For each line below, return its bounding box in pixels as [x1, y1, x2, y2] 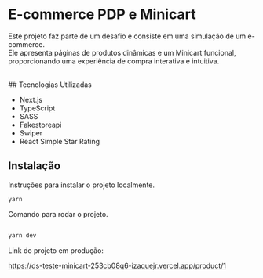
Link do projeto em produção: [8, 245, 104, 255]
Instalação [8, 159, 61, 173]
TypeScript [19, 103, 56, 113]
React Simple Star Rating [19, 136, 100, 146]
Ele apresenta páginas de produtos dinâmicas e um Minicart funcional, [8, 48, 236, 57]
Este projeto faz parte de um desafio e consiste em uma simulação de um [8, 31, 247, 41]
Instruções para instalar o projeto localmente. [8, 180, 155, 190]
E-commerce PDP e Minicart [8, 5, 196, 23]
